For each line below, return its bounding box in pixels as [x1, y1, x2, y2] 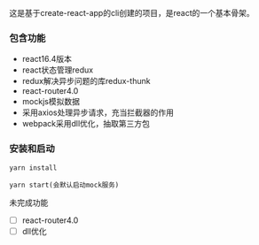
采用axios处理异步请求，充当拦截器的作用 [21, 107, 175, 118]
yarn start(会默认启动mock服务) [9, 180, 120, 189]
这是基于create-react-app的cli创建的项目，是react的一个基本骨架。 [9, 8, 255, 18]
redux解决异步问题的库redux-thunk [21, 76, 151, 87]
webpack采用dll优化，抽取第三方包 [21, 119, 151, 129]
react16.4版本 [21, 54, 73, 65]
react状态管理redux [21, 65, 94, 75]
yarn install [9, 163, 58, 172]
